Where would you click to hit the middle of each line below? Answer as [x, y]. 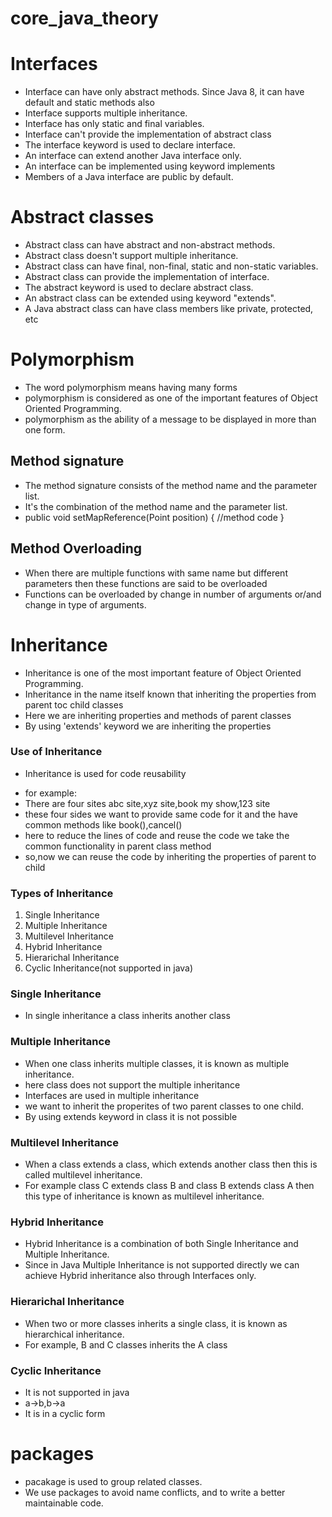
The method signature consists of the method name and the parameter [171, 485]
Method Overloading [76, 548]
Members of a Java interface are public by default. [129, 177]
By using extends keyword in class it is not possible [131, 1116]
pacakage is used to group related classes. [113, 1481]
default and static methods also [89, 103]
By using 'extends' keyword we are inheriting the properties [148, 726]
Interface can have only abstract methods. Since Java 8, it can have [164, 92]
